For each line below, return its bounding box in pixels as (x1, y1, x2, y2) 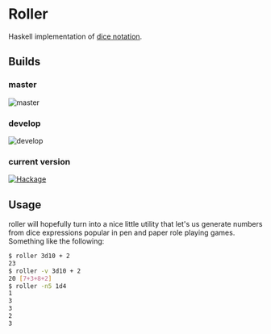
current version (8, 156, 71, 167)
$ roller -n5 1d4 (8, 282, 67, 290)
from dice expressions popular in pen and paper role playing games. (8, 228, 236, 238)
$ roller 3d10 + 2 (8, 252, 70, 261)
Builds (8, 55, 41, 69)
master (8, 79, 37, 90)
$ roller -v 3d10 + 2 (8, 267, 81, 275)
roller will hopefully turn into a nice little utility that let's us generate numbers (8, 219, 263, 229)
